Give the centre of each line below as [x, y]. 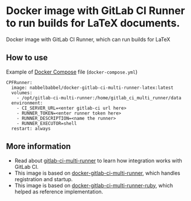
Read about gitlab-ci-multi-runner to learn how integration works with [98, 160]
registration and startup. [44, 179]
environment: [27, 103]
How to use [27, 58]
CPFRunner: [19, 82]
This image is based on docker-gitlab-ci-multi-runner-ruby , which [94, 185]
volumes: [22, 93]
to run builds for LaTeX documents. [93, 23]
